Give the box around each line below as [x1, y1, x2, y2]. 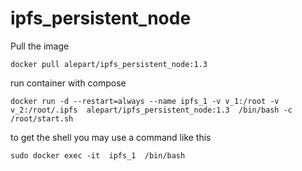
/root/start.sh [10, 113, 74, 124]
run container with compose [10, 77, 127, 89]
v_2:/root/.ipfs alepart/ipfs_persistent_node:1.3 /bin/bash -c [10, 105, 293, 115]
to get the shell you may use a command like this [10, 131, 212, 143]
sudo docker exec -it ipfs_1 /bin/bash [10, 150, 186, 161]
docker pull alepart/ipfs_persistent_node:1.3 [10, 59, 208, 69]
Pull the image [10, 40, 70, 52]
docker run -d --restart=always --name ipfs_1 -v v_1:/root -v [10, 96, 280, 106]
